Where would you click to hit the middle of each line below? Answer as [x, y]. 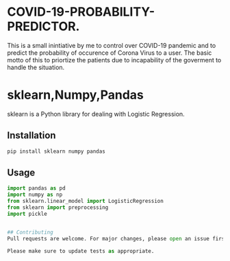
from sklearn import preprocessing [58, 208]
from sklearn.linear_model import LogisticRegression [86, 201]
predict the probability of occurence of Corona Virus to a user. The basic [110, 53]
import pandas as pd [37, 188]
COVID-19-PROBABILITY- [81, 12]
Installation [31, 135]
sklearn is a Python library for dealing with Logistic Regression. [96, 114]
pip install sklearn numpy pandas [56, 151]
